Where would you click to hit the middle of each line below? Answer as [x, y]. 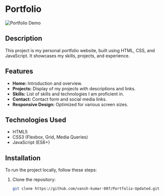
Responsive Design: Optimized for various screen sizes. [70, 104]
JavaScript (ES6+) [31, 142]
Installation [23, 158]
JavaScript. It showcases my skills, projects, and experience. [68, 56]
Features [19, 71]
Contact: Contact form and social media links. [59, 99]
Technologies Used [36, 120]
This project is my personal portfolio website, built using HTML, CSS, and [80, 50]
